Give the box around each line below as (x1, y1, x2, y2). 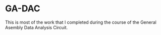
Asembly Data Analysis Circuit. (5, 24, 68, 30)
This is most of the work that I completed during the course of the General (5, 19, 157, 25)
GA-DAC (5, 3, 41, 14)
